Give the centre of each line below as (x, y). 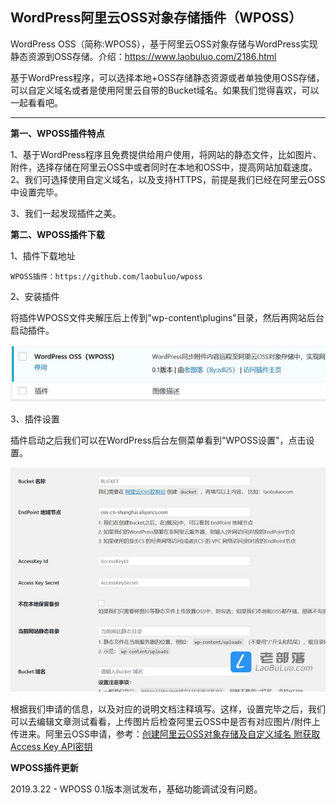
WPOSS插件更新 (44, 768)
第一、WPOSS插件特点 (57, 133)
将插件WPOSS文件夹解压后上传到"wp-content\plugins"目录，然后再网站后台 (167, 317)
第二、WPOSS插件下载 (57, 234)
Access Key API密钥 (51, 747)
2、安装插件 (35, 296)
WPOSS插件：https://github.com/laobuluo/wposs (106, 276)
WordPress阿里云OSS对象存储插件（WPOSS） (156, 18)
